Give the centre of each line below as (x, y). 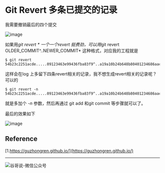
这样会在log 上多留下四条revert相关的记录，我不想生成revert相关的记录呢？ (81, 74)
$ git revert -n (22, 89)
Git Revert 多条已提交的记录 (61, 10)
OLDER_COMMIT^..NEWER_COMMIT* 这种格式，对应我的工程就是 (72, 50)
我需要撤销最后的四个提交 (31, 25)
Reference (21, 139)
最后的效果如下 (20, 114)
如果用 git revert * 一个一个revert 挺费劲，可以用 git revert (62, 44)
